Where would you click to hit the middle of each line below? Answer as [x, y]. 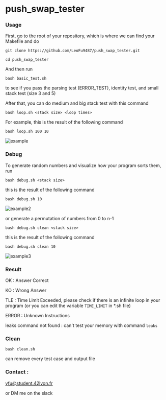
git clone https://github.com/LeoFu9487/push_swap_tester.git [73, 51]
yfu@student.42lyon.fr [29, 383]
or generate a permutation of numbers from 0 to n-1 [60, 218]
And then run [19, 69]
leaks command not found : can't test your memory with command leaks [81, 325]
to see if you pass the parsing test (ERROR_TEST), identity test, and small [82, 88]
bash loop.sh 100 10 [27, 132]
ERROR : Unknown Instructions [38, 316]
